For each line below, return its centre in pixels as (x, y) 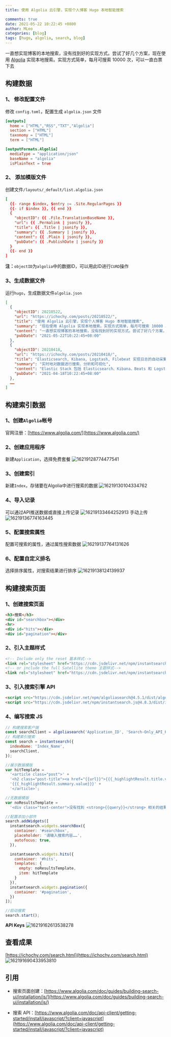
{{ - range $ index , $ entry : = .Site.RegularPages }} (66, 204)
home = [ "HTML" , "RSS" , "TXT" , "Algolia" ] (52, 126)
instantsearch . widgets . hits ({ (42, 854)
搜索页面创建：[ (29, 991)
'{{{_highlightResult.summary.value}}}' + (55, 784)
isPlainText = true (31, 163)
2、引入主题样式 (25, 648)
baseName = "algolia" (33, 158)
